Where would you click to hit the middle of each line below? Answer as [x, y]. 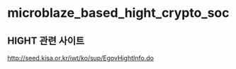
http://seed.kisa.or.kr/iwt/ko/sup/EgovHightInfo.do [81, 58]
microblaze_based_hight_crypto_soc [118, 13]
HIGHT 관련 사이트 [46, 40]
